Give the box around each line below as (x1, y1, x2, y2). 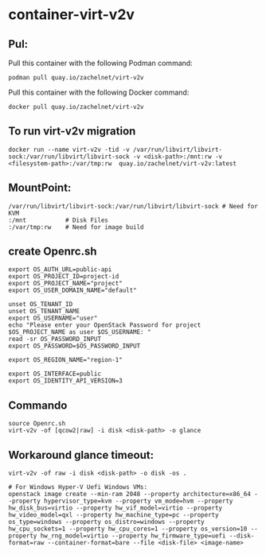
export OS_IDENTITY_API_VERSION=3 (8, 377, 123, 385)
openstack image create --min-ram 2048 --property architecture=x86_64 (8, 491, 251, 499)
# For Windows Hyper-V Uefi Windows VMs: (8, 483, 148, 491)
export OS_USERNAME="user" (8, 314, 98, 323)
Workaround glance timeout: (8, 448, 154, 462)
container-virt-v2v (8, 6, 135, 24)
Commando (8, 398, 68, 412)
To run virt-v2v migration (8, 125, 136, 138)
